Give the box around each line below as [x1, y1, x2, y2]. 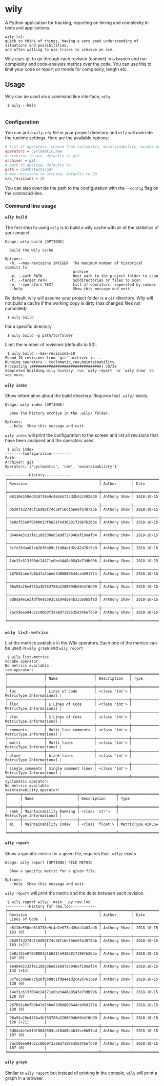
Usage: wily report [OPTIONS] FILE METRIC [5, 860, 93, 865]
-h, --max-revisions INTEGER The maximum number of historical [9, 261, 143, 266]
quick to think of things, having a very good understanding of [5, 38, 139, 44]
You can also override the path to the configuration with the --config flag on [5, 185, 159, 191]
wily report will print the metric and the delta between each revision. [5, 890, 145, 896]
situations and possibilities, [5, 43, 69, 48]
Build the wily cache [9, 248, 54, 253]
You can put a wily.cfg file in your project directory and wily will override [5, 130, 153, 136]
